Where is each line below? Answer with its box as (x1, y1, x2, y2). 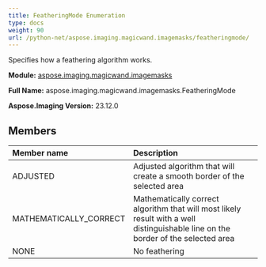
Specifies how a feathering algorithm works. (8, 55, 153, 65)
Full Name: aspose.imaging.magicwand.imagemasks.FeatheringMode (8, 86, 236, 96)
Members (8, 124, 57, 137)
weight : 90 (8, 26, 44, 34)
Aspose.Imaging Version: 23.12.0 (8, 101, 119, 111)
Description (133, 148, 178, 159)
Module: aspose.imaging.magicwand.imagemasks (8, 70, 173, 80)
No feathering (133, 246, 184, 257)
